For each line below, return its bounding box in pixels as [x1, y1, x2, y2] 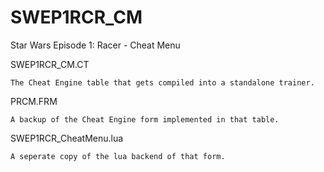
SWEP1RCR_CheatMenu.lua [10, 132, 124, 144]
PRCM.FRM [10, 95, 58, 107]
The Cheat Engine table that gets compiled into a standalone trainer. [10, 77, 315, 88]
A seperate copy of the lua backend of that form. [10, 151, 226, 161]
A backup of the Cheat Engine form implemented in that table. [10, 114, 280, 125]
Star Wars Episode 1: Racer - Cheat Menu [10, 39, 181, 51]
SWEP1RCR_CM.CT [10, 58, 90, 70]
